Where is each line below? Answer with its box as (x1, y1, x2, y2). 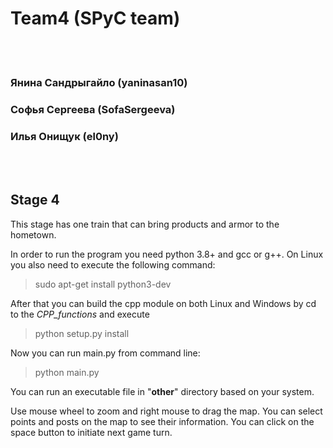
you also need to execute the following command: (10, 258, 216, 271)
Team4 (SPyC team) (10, 7, 181, 30)
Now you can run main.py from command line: (10, 347, 201, 359)
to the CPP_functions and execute (10, 308, 150, 320)
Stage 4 (10, 192, 60, 209)
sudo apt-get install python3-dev (34, 278, 172, 290)
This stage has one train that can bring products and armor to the (10, 218, 280, 230)
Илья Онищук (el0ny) (10, 129, 119, 143)
